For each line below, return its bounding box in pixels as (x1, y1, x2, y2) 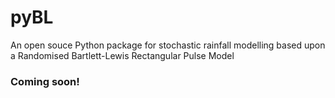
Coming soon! (10, 74, 80, 88)
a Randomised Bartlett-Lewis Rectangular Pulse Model (10, 49, 235, 61)
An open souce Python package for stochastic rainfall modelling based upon (10, 39, 326, 51)
